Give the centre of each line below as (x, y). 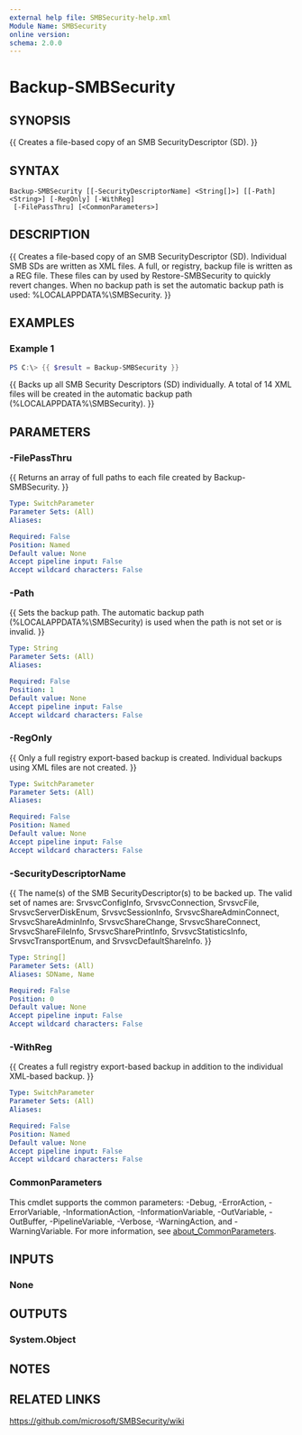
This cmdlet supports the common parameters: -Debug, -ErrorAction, (138, 1202)
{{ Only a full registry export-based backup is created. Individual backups (146, 757)
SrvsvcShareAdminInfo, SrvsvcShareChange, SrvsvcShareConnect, (135, 922)
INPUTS (32, 1259)
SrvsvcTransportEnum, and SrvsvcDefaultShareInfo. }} (110, 941)
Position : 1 (32, 690)
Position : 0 (32, 999)
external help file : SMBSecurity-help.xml (90, 18)
